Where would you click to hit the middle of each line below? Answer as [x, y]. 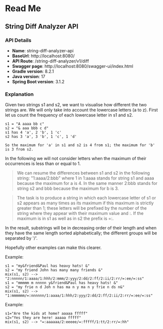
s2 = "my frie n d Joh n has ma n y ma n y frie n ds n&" [65, 287]
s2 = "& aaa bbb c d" [27, 128]
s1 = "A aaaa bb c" [25, 124]
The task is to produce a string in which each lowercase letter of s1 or [86, 198]
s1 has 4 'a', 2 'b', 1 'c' [33, 132]
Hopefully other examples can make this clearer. [53, 247]
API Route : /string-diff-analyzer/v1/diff [50, 61]
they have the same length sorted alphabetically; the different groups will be [81, 233]
